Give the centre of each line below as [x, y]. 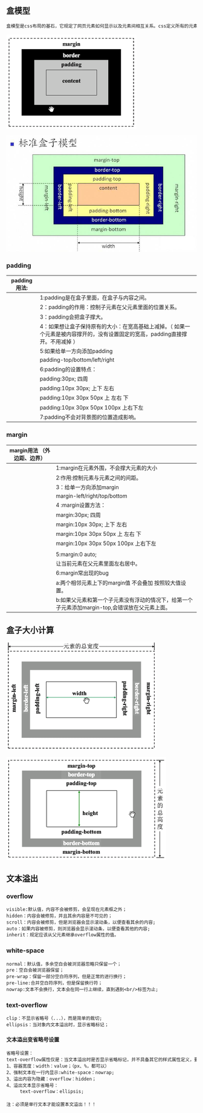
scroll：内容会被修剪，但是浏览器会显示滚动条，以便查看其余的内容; [81, 922]
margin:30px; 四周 [78, 515]
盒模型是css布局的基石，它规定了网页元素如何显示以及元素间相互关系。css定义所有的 [98, 26]
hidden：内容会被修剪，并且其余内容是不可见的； [60, 916]
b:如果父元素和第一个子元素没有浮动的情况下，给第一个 [124, 600]
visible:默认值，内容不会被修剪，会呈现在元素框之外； [66, 909]
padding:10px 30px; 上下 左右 [77, 388]
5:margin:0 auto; [76, 554]
